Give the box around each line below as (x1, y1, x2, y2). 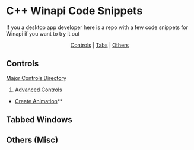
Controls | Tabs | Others (70, 42, 129, 49)
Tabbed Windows (6, 114, 72, 125)
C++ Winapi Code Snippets (6, 4, 143, 18)
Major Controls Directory (6, 74, 67, 81)
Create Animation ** (14, 97, 63, 104)
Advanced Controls (14, 86, 62, 93)
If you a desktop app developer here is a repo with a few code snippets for (6, 24, 189, 31)
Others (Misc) (6, 135, 58, 145)
